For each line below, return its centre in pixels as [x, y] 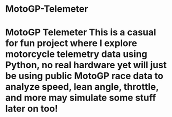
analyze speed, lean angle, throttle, [82, 87]
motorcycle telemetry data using [77, 54]
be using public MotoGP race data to [84, 76]
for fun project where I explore [71, 43]
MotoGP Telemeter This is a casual [81, 33]
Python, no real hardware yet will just [86, 65]
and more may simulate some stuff [81, 98]
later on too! [32, 109]
